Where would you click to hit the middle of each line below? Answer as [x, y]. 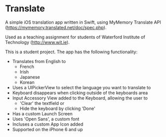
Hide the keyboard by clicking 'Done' [57, 108]
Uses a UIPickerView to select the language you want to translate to [82, 87]
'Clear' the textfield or [42, 103]
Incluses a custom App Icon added [48, 124]
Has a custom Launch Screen [42, 113]
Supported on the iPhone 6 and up [48, 129]
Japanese [30, 77]
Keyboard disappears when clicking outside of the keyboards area [80, 93]
